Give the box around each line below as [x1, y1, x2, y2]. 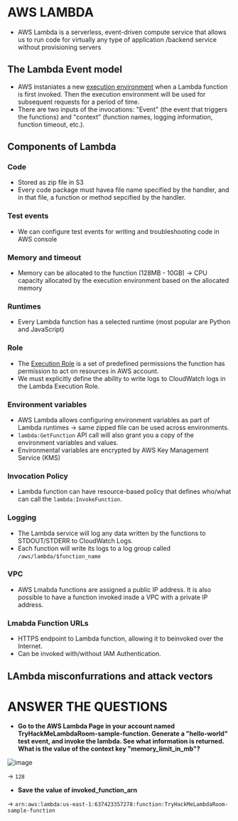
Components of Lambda [7, 141, 117, 153]
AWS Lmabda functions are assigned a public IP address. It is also [17, 585, 212, 594]
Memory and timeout [7, 252, 82, 262]
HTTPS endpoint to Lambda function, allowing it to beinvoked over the [17, 634, 224, 643]
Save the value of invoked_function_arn [17, 786, 137, 795]
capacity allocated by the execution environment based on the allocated [17, 277, 229, 285]
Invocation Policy [7, 471, 69, 481]
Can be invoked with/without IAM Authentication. [17, 650, 161, 658]
